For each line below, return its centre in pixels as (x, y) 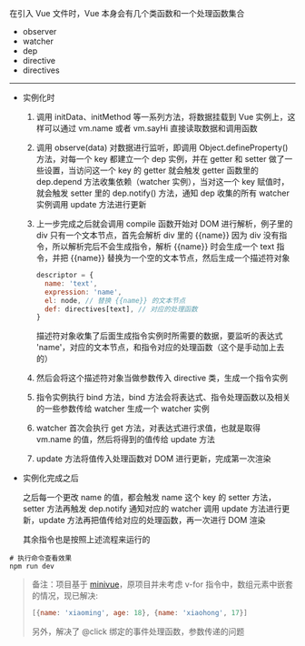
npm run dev (32, 567)
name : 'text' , (71, 283)
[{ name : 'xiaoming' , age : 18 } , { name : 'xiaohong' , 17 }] (139, 613)
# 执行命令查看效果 (41, 559)
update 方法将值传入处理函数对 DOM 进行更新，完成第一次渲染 (153, 459)
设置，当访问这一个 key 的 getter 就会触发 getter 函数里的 (151, 170)
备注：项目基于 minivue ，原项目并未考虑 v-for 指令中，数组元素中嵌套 (162, 584)
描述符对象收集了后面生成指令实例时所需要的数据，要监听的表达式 (159, 336)
